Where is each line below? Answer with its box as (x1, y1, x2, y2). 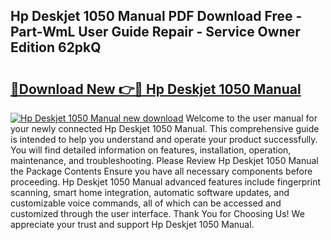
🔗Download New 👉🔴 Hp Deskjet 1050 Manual (10, 80, 302, 98)
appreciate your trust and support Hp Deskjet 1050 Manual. (10, 219, 255, 230)
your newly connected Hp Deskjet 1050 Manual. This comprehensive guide (10, 123, 320, 134)
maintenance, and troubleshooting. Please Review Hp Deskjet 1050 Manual (10, 155, 319, 166)
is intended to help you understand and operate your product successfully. (10, 134, 318, 145)
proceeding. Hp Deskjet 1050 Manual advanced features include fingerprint (10, 176, 322, 188)
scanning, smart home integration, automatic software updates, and (10, 187, 290, 198)
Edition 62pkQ (10, 39, 102, 56)
